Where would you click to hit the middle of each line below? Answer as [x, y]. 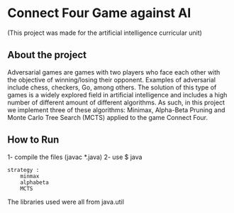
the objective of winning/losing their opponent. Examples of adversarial [112, 80]
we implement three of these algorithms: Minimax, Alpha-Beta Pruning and [116, 110]
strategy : [23, 170]
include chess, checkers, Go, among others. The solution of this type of [112, 87]
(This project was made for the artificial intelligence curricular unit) [105, 33]
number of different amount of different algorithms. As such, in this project [116, 102]
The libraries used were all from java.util [66, 202]
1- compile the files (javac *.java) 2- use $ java [75, 157]
